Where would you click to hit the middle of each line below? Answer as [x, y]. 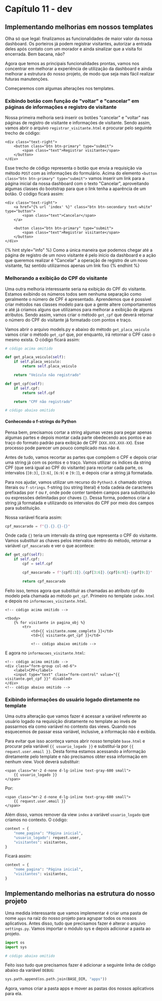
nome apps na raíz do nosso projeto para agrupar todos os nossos [71, 918]
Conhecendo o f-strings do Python [41, 421]
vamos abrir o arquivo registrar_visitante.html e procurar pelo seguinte [79, 128]
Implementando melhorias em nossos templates [79, 27]
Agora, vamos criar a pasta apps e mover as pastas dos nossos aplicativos [80, 988]
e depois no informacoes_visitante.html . [46, 601]
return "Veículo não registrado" [47, 375]
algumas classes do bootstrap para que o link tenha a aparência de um [76, 189]
